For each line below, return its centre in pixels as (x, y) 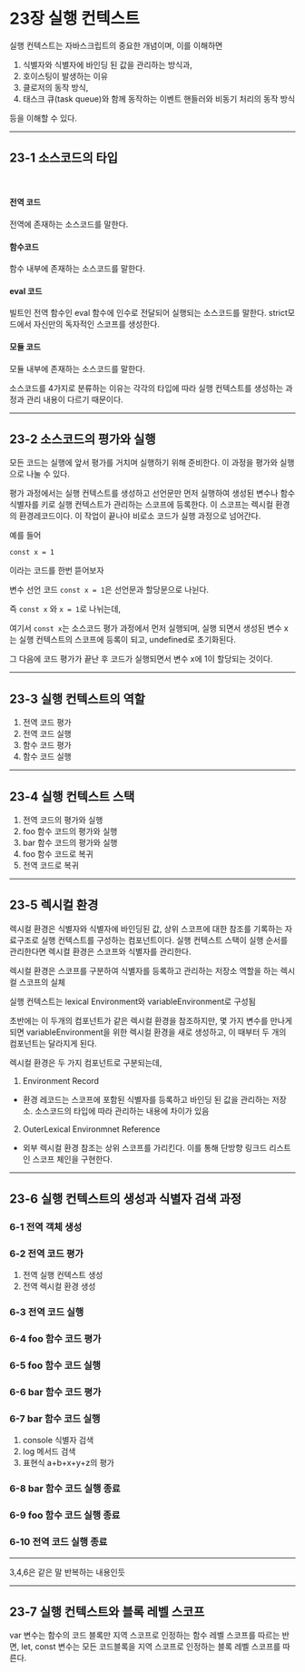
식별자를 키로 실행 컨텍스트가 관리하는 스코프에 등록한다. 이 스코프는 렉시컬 (142, 505)
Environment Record (61, 1080)
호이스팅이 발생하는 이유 (65, 76)
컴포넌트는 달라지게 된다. (53, 1043)
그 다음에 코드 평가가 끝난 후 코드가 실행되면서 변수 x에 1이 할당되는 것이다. (141, 659)
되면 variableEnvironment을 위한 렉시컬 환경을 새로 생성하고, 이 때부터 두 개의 (148, 1032)
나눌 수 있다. (48, 474)
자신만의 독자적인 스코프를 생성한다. (97, 324)
